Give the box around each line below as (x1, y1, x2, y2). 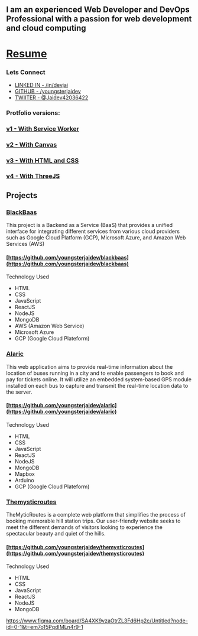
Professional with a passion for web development (6, 14, 192, 24)
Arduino (14, 476, 34, 484)
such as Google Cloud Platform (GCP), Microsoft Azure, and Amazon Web (6, 234, 186, 241)
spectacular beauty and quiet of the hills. (6, 530, 106, 537)
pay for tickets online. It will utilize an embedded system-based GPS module (6, 375, 192, 383)
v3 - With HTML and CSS (6, 156, 79, 164)
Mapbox (14, 470, 35, 478)
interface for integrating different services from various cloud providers (6, 228, 180, 235)
